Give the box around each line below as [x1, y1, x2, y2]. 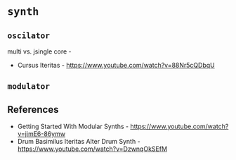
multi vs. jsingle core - [7, 47, 72, 56]
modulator [7, 81, 51, 92]
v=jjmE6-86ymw [17, 130, 65, 138]
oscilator [7, 30, 51, 40]
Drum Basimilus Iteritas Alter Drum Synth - [17, 137, 140, 146]
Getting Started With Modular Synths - [17, 122, 129, 131]
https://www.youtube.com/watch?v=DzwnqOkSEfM [17, 144, 167, 153]
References [7, 104, 59, 116]
